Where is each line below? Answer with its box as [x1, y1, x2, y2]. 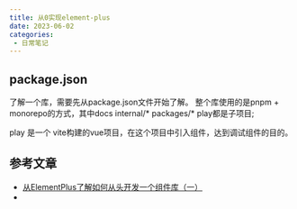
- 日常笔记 [13, 38, 49, 48]
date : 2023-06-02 [9, 22, 75, 31]
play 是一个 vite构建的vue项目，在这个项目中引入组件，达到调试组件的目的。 [9, 127, 293, 138]
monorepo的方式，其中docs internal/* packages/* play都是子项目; [9, 108, 255, 119]
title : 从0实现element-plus [9, 13, 111, 23]
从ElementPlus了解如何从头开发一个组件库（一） [22, 181, 203, 192]
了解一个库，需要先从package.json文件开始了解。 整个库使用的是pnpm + [9, 96, 280, 108]
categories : [9, 30, 54, 39]
